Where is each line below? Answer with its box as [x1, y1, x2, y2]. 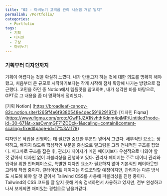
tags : [5, 26, 16, 31]
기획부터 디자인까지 [5, 62, 49, 69]
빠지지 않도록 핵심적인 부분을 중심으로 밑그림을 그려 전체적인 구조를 [19, 142, 151, 148]
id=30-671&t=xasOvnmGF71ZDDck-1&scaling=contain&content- [5, 120, 136, 126]
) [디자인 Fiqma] [116, 109, 149, 115]
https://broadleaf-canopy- [34, 103, 88, 109]
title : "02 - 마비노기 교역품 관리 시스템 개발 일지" [5, 7, 103, 12]
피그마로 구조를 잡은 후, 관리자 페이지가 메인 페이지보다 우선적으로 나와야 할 [11, 148, 158, 154]
